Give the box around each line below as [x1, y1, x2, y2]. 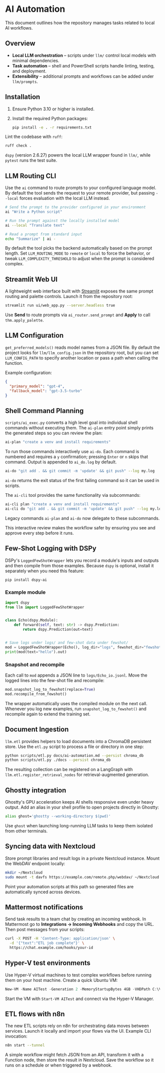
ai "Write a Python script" [5, 209, 63, 214]
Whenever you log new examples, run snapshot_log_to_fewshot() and [5, 706, 146, 712]
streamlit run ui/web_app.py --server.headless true [5, 303, 115, 308]
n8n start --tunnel [5, 1043, 45, 1048]
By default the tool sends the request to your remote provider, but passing [5, 190, 155, 196]
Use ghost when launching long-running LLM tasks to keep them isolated [5, 822, 153, 828]
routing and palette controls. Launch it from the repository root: [5, 293, 133, 299]
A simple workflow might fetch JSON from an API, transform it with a [5, 1052, 144, 1058]
